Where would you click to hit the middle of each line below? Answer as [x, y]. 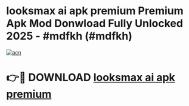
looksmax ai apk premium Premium [95, 11]
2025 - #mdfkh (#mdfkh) [69, 36]
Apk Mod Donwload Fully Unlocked [95, 23]
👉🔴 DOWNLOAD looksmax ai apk [91, 78]
